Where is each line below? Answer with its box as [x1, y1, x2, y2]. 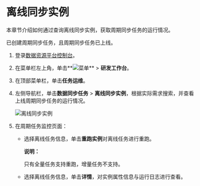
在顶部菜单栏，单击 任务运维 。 [14, 77, 88, 84]
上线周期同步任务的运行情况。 [14, 97, 88, 104]
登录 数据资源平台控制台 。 [14, 51, 78, 58]
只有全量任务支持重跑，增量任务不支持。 [23, 160, 124, 168]
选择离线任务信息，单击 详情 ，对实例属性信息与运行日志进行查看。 [23, 173, 186, 180]
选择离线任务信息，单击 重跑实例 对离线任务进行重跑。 [23, 135, 155, 142]
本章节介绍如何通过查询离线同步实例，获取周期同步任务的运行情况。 [6, 26, 174, 33]
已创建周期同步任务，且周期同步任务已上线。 [6, 39, 116, 46]
